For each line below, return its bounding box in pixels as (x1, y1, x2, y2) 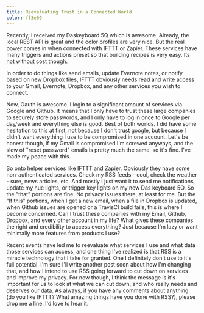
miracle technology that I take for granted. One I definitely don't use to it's (6, 254, 192, 262)
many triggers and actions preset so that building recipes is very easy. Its (6, 51, 190, 58)
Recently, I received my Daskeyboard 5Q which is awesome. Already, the (6, 31, 189, 39)
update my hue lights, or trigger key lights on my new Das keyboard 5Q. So (6, 184, 194, 191)
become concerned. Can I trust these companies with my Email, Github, (6, 210, 187, 217)
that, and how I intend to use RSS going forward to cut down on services (6, 267, 188, 274)
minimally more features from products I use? (6, 229, 121, 237)
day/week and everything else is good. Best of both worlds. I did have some (6, 120, 197, 127)
